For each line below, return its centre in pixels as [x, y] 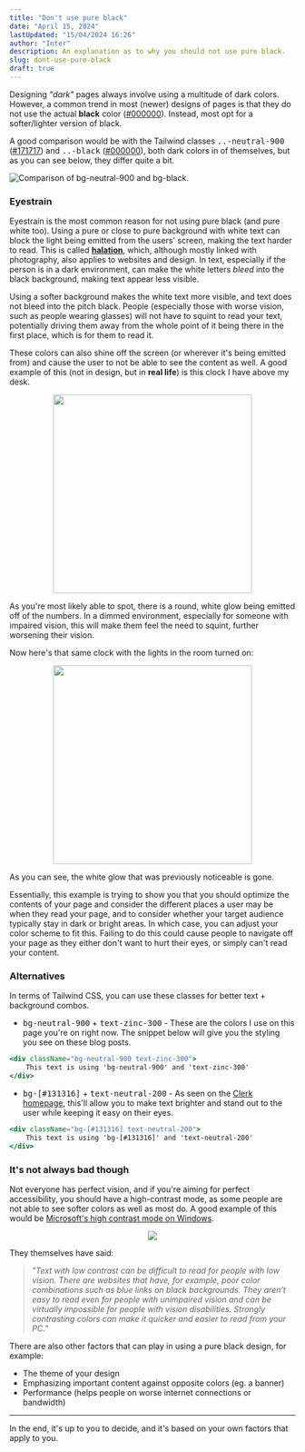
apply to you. [34, 1438]
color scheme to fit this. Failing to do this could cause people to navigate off [151, 933]
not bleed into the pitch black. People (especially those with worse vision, [147, 306]
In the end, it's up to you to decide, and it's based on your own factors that [149, 1428]
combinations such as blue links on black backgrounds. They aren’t [158, 1290]
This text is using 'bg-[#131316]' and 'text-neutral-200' [140, 1138]
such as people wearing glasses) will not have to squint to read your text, [146, 316]
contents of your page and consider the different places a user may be [142, 904]
